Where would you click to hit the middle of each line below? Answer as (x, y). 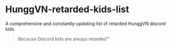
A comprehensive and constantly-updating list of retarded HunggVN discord (86, 24)
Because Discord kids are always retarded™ (64, 39)
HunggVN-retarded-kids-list (67, 9)
